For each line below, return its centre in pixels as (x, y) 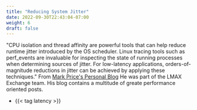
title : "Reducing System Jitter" (48, 12)
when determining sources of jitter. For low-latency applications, (85, 64)
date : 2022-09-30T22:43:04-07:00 (48, 17)
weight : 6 (18, 23)
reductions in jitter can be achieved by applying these (99, 70)
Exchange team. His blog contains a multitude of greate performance (91, 83)
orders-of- (178, 64)
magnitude (19, 70)
